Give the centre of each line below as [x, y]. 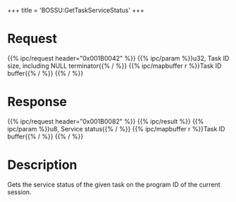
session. [19, 192]
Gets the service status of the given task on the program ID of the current [114, 184]
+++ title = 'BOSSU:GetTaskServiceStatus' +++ [76, 10]
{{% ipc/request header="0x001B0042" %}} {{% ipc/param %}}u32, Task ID [118, 58]
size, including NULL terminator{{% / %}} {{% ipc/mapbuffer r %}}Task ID [114, 66]
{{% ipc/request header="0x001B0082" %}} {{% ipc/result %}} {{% [106, 121]
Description [42, 165]
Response [37, 102]
